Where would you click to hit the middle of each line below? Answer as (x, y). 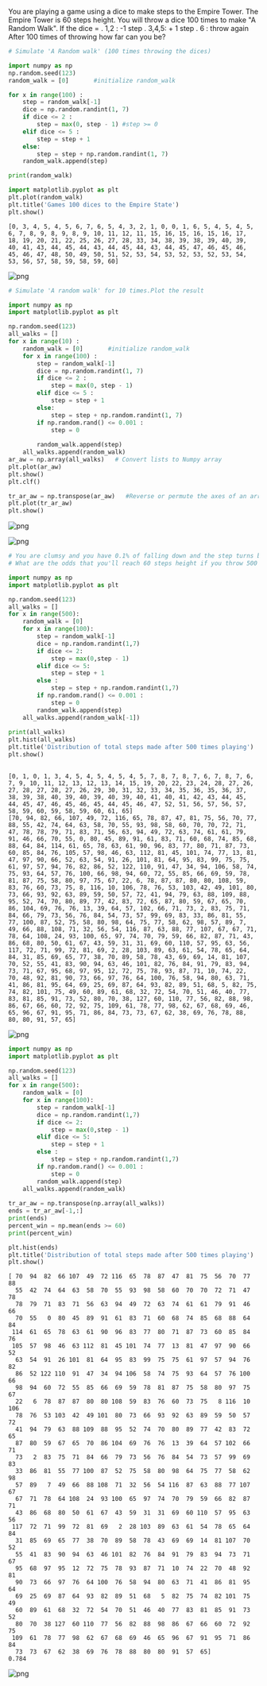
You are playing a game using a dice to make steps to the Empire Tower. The (133, 12)
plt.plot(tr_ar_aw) (41, 504)
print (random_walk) (41, 176)
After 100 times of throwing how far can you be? (87, 37)
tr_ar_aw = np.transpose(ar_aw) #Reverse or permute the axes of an (128, 496)
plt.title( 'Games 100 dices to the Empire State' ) (94, 205)
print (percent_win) (41, 1233)
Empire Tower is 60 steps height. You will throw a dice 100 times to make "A (132, 20)
